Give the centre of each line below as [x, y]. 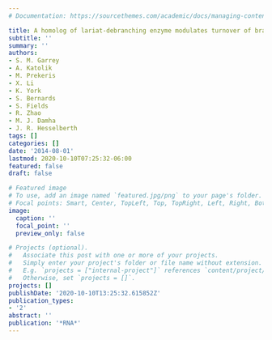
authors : [23, 53]
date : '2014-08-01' [41, 151]
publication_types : [41, 300]
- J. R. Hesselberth [43, 129]
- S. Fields [28, 106]
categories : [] [34, 143]
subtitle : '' [30, 38]
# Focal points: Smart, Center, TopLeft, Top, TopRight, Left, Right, [130, 203]
